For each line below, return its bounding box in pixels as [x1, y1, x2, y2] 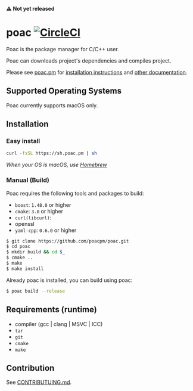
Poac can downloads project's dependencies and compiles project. [6, 57, 172, 64]
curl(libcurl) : [14, 214, 52, 221]
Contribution [6, 363, 55, 373]
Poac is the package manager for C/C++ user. [6, 45, 119, 52]
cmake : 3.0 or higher [14, 207, 64, 215]
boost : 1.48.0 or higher [14, 201, 71, 208]
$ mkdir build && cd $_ [6, 249, 66, 255]
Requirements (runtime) [6, 305, 97, 315]
